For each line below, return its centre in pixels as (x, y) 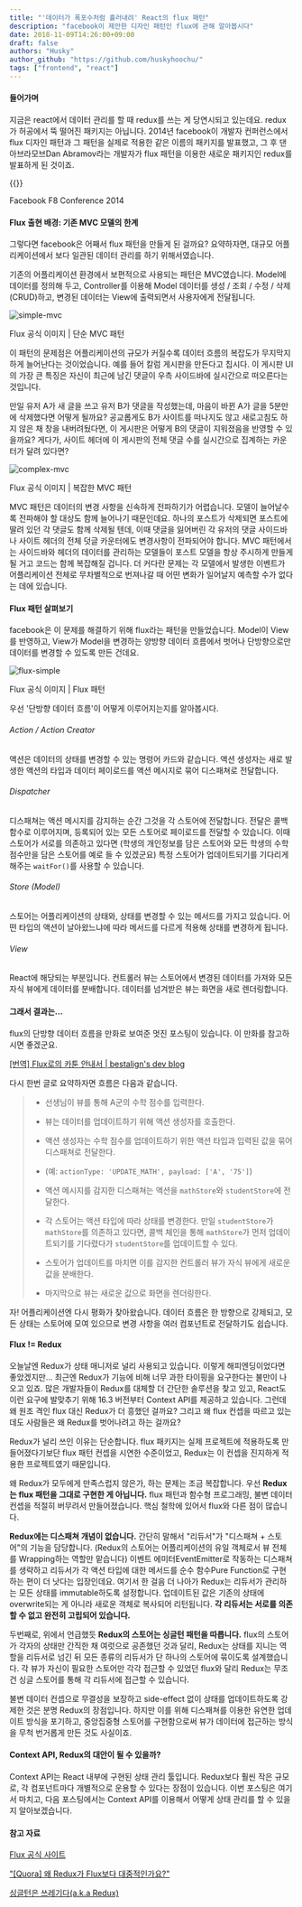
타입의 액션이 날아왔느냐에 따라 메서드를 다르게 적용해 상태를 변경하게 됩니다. (153, 927)
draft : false (34, 43)
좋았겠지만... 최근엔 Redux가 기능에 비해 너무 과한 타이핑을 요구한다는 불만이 (143, 1377)
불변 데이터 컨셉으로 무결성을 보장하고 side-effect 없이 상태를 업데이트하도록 (144, 1698)
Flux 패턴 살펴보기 (41, 608)
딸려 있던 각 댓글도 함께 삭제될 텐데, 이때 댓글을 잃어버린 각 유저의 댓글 (133, 530)
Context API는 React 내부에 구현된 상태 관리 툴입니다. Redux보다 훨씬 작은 (141, 1776)
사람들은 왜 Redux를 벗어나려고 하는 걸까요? (104, 1422)
